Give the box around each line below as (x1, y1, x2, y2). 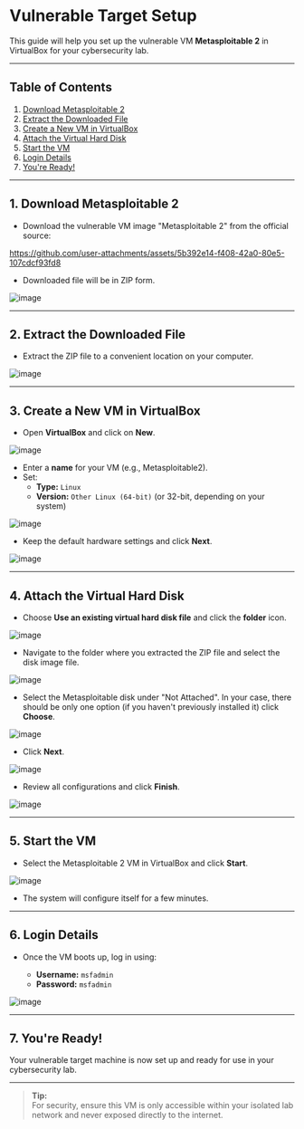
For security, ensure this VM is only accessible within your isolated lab (31, 1100, 294, 1111)
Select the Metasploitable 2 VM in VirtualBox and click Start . (22, 857, 249, 868)
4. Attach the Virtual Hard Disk (9, 588, 185, 603)
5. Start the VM (9, 834, 97, 849)
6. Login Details (9, 927, 99, 942)
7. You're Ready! (9, 1031, 103, 1047)
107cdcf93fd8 (9, 257, 62, 268)
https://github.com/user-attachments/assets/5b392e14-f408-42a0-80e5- (9, 247, 285, 258)
